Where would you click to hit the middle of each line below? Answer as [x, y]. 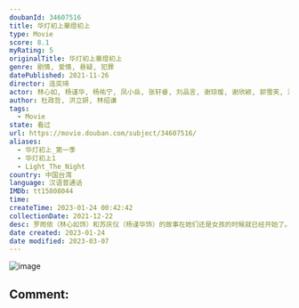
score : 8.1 [29, 42]
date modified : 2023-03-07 [59, 241]
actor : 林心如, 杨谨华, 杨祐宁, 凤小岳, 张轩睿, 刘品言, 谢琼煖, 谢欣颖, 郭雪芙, [146, 92]
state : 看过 [30, 126]
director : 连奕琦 [39, 84]
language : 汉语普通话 [46, 183]
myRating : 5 [31, 51]
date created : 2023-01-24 [57, 232]
